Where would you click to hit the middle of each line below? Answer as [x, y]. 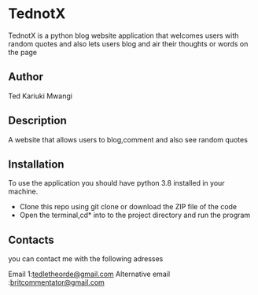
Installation [36, 164]
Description [37, 121]
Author [26, 77]
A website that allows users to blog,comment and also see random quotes [128, 139]
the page [23, 52]
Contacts [31, 240]
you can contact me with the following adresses [86, 259]
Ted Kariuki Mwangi [41, 96]
